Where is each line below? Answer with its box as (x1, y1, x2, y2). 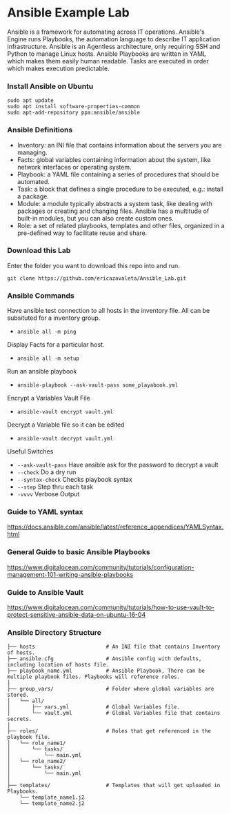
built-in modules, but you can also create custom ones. (17, 214, 174, 222)
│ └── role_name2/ (7, 758, 67, 765)
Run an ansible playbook (7, 367, 77, 376)
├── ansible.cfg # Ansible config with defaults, (7, 655, 202, 662)
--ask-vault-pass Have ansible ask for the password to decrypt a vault (17, 460, 219, 469)
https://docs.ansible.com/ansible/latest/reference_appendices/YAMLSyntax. (7, 522, 224, 531)
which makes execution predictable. (7, 64, 110, 72)
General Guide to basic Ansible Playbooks (7, 547, 150, 557)
